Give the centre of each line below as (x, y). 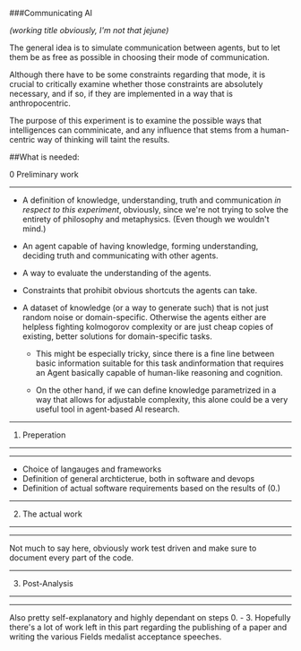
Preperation (44, 435)
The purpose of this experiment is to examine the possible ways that (136, 121)
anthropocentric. (40, 103)
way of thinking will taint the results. (103, 139)
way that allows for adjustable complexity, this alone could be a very (162, 399)
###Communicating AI (51, 13)
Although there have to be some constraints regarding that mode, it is (138, 74)
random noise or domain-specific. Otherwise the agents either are (144, 317)
